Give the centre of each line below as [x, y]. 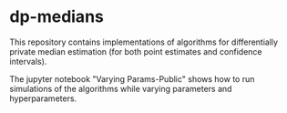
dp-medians [57, 17]
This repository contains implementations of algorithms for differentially [144, 42]
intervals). [28, 61]
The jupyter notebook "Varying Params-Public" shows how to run [132, 78]
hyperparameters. [43, 98]
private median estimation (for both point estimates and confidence [136, 51]
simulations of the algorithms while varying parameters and [121, 88]
